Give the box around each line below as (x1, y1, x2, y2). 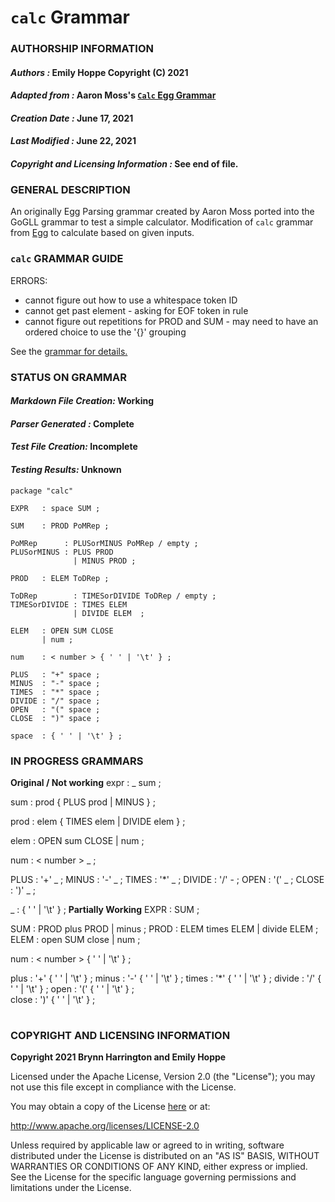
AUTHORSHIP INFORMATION (10, 42, 154, 56)
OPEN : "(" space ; (10, 704, 101, 715)
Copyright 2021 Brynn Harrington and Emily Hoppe (10, 1051, 227, 1063)
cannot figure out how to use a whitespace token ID (24, 294, 238, 306)
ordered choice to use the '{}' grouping (24, 326, 187, 338)
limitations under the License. (10, 1182, 132, 1194)
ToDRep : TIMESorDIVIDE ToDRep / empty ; (10, 591, 217, 601)
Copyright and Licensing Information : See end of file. (10, 158, 239, 170)
